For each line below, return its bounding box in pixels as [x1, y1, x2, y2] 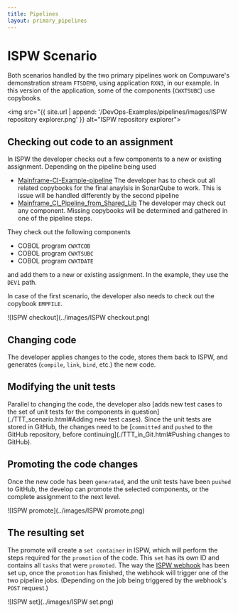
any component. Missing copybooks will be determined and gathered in [17, 206, 228, 215]
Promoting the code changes [7, 459, 139, 471]
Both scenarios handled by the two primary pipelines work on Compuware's [7, 71, 229, 80]
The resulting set [7, 527, 85, 539]
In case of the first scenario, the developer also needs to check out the [7, 292, 215, 300]
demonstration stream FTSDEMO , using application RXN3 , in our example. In [7, 79, 220, 88]
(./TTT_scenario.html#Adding [7, 414, 94, 424]
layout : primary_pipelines [7, 17, 87, 24]
